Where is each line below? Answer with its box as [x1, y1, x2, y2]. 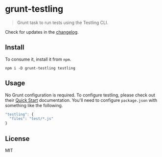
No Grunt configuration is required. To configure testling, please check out [5, 92, 155, 98]
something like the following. [5, 102, 63, 108]
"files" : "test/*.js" [9, 116, 54, 121]
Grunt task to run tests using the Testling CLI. [17, 20, 109, 25]
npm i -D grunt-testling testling [5, 66, 76, 70]
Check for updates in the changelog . [5, 29, 79, 35]
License [5, 135, 30, 143]
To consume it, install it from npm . [5, 56, 71, 62]
